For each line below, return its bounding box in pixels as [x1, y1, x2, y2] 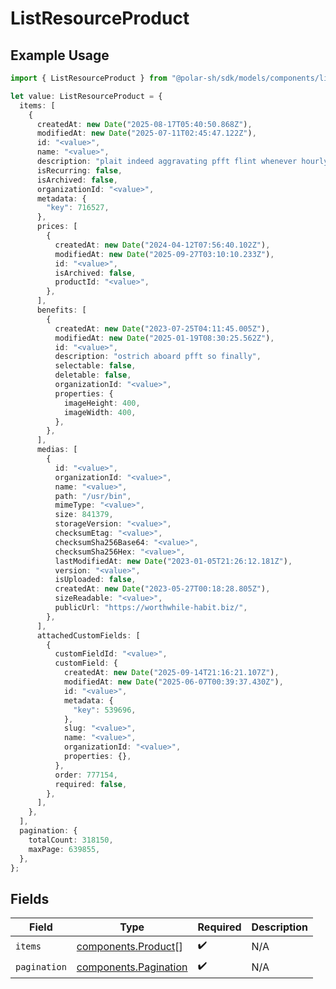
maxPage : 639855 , [28, 844, 101, 854]
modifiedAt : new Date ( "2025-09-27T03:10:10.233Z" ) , [54, 249, 275, 259]
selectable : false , [54, 361, 137, 371]
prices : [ [36, 222, 78, 232]
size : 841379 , [54, 510, 114, 520]
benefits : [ [36, 305, 87, 315]
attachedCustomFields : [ [36, 630, 141, 641]
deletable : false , [54, 370, 132, 381]
